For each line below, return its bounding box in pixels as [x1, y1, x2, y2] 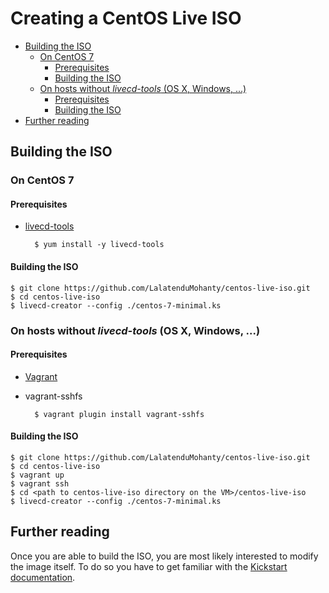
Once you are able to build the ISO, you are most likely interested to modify [10, 550, 319, 562]
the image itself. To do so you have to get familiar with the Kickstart [10, 560, 288, 572]
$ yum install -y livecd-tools [34, 240, 165, 250]
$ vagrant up [10, 470, 65, 480]
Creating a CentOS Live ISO [10, 7, 242, 30]
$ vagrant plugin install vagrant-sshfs [34, 409, 205, 419]
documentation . [10, 571, 76, 583]
